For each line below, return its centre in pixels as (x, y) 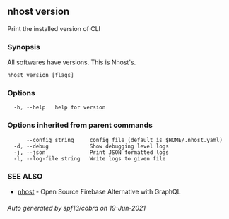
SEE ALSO (25, 176)
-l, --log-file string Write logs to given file (90, 158)
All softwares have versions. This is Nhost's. (72, 62)
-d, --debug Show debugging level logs (92, 146)
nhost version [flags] (41, 76)
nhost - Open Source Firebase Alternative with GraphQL (99, 191)
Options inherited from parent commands (80, 125)
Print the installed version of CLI (54, 28)
